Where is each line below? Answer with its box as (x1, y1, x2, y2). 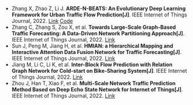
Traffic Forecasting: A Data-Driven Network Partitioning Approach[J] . (11, 30, 185, 37)
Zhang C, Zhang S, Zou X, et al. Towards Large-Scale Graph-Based (11, 23, 177, 31)
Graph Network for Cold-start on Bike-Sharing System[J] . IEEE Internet (11, 67, 187, 74)
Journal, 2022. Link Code (11, 18, 73, 24)
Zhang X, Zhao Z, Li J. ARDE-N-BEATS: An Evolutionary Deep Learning (11, 5, 186, 12)
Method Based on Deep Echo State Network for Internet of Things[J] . (11, 86, 183, 93)
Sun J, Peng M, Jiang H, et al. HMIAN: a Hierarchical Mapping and (11, 42, 174, 49)
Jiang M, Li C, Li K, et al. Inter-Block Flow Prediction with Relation (11, 61, 173, 68)
